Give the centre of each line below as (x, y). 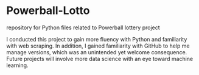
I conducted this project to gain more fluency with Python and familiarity (97, 39)
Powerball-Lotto (48, 11)
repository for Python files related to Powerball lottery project (83, 27)
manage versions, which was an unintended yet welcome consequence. (97, 52)
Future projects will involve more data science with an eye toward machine (100, 59)
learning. (17, 65)
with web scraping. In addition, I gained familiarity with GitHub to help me (98, 46)
